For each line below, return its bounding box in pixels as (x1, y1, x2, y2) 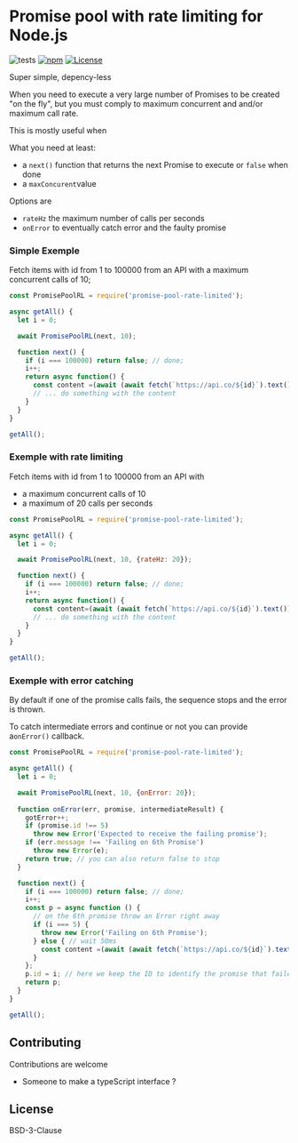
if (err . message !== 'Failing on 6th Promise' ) (25, 838, 204, 847)
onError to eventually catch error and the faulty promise (21, 222, 227, 233)
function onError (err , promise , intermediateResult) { (17, 804, 224, 814)
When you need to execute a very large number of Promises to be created (9, 89, 280, 100)
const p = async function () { (25, 904, 141, 913)
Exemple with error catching (9, 674, 134, 686)
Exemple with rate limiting (9, 451, 124, 463)
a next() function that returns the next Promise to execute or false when (21, 159, 288, 170)
